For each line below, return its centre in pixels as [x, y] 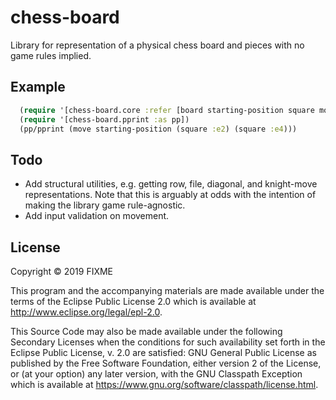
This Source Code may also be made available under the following [146, 331]
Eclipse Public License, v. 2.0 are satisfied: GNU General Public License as [163, 352]
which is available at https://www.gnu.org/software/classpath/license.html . [164, 384]
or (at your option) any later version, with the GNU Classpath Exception [156, 374]
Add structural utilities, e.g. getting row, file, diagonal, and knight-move [171, 184]
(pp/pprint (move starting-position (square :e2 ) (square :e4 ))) [158, 129]
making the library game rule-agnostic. [105, 205]
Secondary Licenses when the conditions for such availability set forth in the [168, 342]
